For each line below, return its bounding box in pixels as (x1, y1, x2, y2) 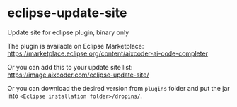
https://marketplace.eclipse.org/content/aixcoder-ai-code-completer (7, 49, 209, 58)
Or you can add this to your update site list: (7, 63, 133, 71)
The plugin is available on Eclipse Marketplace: (7, 42, 144, 50)
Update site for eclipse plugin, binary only (7, 28, 129, 37)
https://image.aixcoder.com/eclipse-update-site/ (7, 70, 149, 79)
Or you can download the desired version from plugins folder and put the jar (7, 84, 230, 92)
